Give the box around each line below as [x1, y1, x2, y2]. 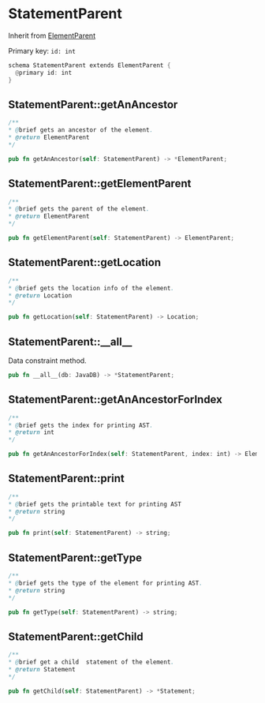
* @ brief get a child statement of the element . [8, 658, 175, 667]
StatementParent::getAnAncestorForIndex [8, 393, 222, 406]
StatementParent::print [8, 472, 125, 485]
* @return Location [8, 291, 73, 300]
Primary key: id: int [8, 46, 77, 55]
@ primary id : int [15, 69, 73, 77]
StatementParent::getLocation [8, 256, 162, 269]
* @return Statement [8, 665, 77, 673]
